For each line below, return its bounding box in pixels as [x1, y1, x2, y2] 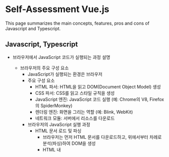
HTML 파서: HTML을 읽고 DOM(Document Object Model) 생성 [35, 84, 161, 90]
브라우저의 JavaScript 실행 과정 [27, 121, 91, 127]
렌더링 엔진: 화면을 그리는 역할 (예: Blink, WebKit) [35, 109, 133, 115]
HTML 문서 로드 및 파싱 [35, 127, 82, 134]
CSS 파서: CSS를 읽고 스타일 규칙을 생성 [35, 90, 115, 96]
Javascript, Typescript [5, 40, 78, 49]
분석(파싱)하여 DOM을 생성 [42, 140, 96, 146]
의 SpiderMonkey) [35, 102, 73, 109]
